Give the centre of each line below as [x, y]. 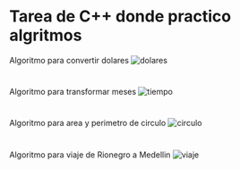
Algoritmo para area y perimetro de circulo [88, 123]
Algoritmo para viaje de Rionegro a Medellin [90, 155]
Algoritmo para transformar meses [73, 92]
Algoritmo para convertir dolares [69, 60]
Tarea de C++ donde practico [120, 17]
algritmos [46, 35]
